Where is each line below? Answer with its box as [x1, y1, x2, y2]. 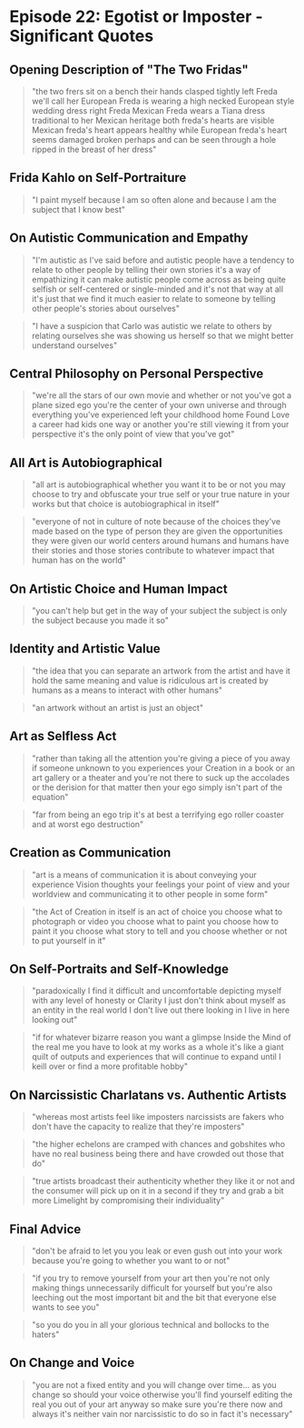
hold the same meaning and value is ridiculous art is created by [31, 674, 270, 685]
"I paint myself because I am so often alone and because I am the [31, 194, 277, 205]
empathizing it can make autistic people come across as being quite [31, 274, 286, 285]
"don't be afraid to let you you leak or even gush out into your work [31, 1245, 283, 1256]
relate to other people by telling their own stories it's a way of [31, 264, 261, 275]
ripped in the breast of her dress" [31, 144, 157, 155]
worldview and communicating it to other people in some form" [31, 888, 269, 899]
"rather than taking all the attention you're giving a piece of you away [31, 753, 290, 764]
